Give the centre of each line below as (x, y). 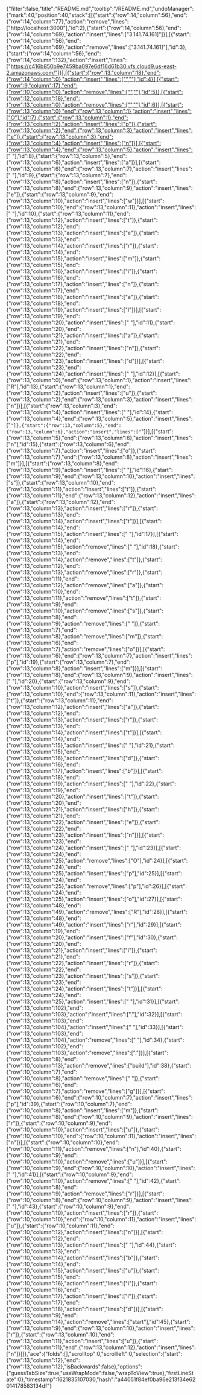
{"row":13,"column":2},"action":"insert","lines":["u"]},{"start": (82, 393)
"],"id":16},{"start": (150, 470)
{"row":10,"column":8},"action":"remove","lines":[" (68, 1078)
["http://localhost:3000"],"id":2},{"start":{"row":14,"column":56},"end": (94, 28)
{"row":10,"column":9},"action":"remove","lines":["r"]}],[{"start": (85, 1194)
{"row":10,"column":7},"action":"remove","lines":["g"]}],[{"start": (86, 1091)
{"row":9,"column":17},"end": (42, 86)
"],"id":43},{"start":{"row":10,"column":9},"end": (71, 1206)
